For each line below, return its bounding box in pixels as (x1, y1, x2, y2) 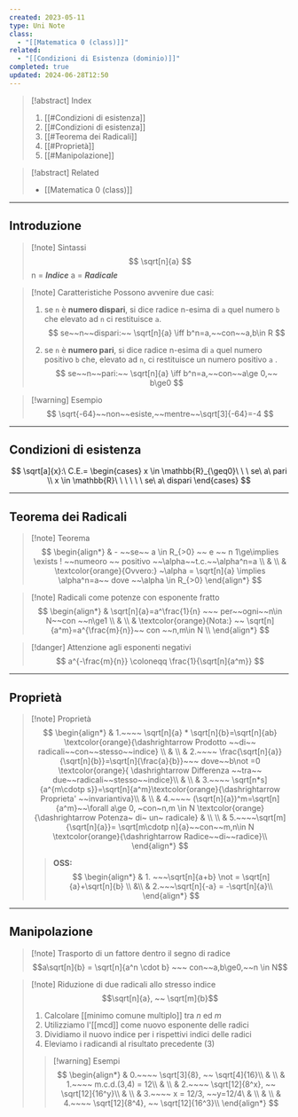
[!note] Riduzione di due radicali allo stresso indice (30, 979, 216, 989)
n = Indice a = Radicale (30, 270, 118, 280)
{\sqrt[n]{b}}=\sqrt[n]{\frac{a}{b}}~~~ (59, 756, 200, 766)
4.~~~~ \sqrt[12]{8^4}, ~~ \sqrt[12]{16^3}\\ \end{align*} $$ (63, 1097, 279, 1108)
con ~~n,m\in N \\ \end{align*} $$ (145, 625, 271, 635)
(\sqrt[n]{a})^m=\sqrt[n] (192, 793, 280, 804)
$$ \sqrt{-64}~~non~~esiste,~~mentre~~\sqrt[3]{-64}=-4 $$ (46, 408, 274, 419)
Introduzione (9, 218, 82, 233)
